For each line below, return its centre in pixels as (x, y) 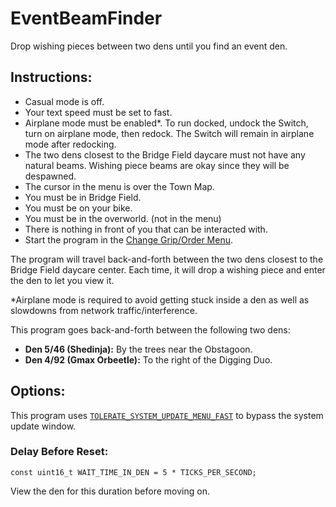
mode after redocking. (70, 144)
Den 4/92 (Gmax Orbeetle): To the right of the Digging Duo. (148, 359)
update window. (43, 426)
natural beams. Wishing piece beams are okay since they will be (157, 165)
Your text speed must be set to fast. (98, 112)
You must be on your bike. (78, 208)
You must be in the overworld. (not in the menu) (123, 218)
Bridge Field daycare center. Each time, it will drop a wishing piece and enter (168, 269)
